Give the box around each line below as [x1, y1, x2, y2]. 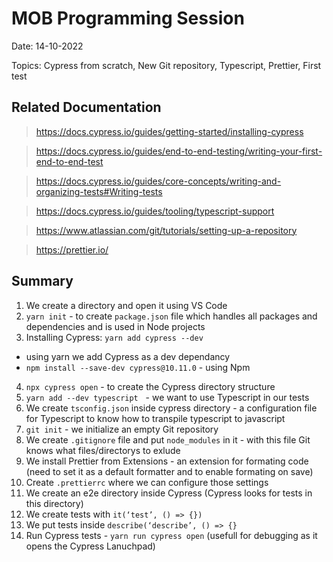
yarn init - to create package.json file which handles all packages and [25, 310, 318, 322]
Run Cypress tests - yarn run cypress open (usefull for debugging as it [25, 529, 318, 541]
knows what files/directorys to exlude [25, 444, 181, 456]
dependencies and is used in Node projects [25, 320, 206, 332]
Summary [11, 273, 74, 290]
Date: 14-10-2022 [11, 40, 84, 52]
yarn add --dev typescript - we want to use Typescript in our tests [25, 391, 310, 403]
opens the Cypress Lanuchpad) [25, 540, 156, 552]
